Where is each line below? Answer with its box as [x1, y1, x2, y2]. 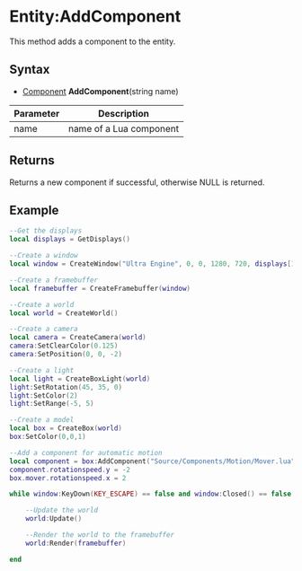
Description [97, 107, 150, 119]
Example [9, 202, 59, 217]
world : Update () [25, 514, 83, 523]
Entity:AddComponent [9, 6, 182, 27]
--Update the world [25, 505, 99, 515]
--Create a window [9, 251, 78, 260]
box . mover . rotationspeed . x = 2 [9, 473, 127, 482]
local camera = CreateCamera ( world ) [9, 333, 147, 342]
